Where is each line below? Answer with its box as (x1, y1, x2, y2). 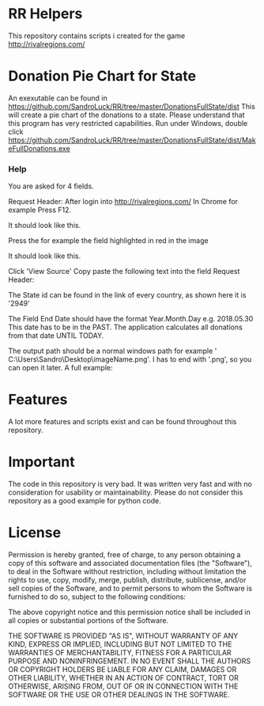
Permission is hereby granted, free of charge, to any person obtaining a (8, 549, 241, 559)
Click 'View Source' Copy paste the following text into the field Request (8, 267, 240, 276)
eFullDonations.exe (8, 143, 71, 153)
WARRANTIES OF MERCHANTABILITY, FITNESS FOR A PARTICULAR (8, 647, 232, 657)
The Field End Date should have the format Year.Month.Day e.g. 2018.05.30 (8, 314, 254, 324)
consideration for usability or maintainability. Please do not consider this (8, 488, 243, 497)
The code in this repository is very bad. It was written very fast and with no (8, 480, 253, 489)
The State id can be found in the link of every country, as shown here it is (8, 290, 247, 300)
